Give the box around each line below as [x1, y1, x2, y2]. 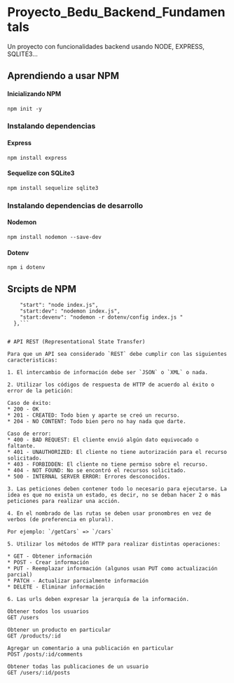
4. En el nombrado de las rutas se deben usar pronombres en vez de [7, 510, 212, 517]
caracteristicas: [7, 357, 58, 364]
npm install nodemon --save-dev [7, 233, 102, 240]
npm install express [7, 154, 68, 161]
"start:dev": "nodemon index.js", [20, 308, 121, 315]
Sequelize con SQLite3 [7, 169, 75, 177]
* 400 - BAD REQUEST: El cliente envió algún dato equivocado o [7, 436, 199, 443]
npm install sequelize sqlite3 [7, 184, 99, 191]
